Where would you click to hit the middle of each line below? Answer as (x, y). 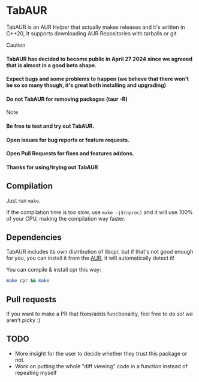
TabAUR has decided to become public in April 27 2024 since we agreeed (99, 59)
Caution (16, 45)
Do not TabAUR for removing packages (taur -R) (67, 99)
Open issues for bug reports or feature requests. (68, 140)
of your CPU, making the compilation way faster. (66, 218)
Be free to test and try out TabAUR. (50, 126)
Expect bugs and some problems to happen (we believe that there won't (97, 79)
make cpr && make (28, 281)
